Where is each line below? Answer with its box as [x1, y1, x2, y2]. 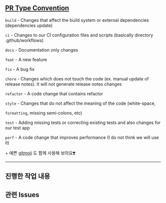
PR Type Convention [5, 4, 69, 12]
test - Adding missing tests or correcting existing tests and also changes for [5, 119, 161, 126]
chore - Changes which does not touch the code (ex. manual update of [5, 75, 149, 81]
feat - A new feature [5, 57, 47, 63]
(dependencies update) [5, 22, 53, 28]
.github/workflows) [5, 37, 44, 43]
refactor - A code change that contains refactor [5, 90, 103, 96]
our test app [5, 125, 30, 131]
